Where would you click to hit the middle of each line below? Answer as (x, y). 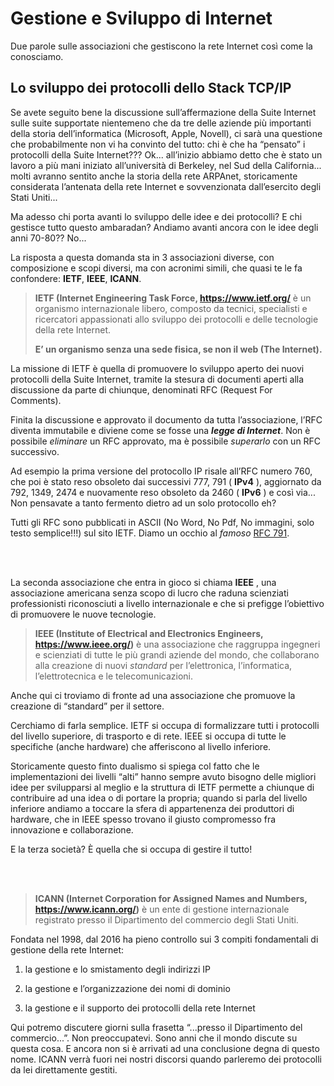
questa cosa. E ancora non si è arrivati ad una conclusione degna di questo (165, 1048)
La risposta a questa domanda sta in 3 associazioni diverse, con (142, 257)
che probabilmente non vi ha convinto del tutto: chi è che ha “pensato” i (158, 144)
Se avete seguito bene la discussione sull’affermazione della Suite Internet (163, 112)
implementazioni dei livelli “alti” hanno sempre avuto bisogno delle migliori (163, 776)
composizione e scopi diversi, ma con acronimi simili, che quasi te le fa (156, 268)
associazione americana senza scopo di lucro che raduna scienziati (149, 593)
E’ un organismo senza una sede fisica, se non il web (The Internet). (178, 349)
